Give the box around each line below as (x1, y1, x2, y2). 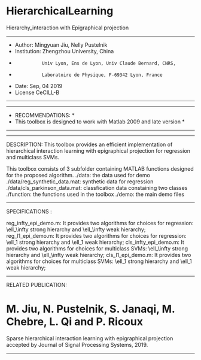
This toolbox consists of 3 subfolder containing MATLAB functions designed (6, 165, 194, 172)
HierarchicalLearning (6, 4, 114, 18)
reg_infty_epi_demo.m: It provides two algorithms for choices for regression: (6, 219, 194, 226)
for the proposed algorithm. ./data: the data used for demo (6, 171, 151, 179)
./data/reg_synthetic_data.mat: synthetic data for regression (6, 178, 154, 185)
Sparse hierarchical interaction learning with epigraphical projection (6, 334, 173, 342)
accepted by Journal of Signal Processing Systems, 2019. (6, 341, 148, 348)
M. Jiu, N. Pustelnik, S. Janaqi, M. (6, 302, 175, 316)
